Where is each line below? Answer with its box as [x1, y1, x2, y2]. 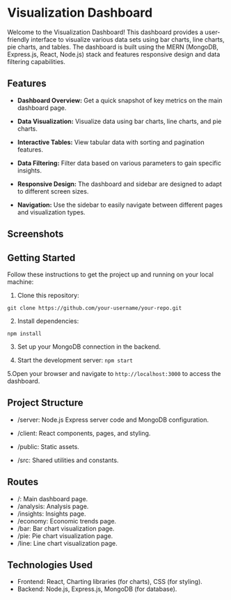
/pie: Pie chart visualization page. [17, 531, 113, 540]
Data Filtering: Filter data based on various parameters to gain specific [17, 159, 221, 167]
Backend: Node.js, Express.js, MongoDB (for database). [17, 585, 177, 593]
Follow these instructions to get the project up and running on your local [7, 270, 214, 278]
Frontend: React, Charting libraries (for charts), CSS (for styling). [17, 578, 203, 586]
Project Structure [7, 397, 83, 409]
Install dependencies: [17, 317, 79, 325]
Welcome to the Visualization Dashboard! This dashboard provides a [7, 28, 204, 36]
